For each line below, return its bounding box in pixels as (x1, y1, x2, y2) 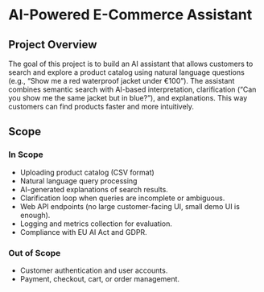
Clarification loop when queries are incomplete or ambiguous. (19, 193, 225, 203)
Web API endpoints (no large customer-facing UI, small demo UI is (19, 201, 240, 211)
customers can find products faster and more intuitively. (8, 102, 195, 111)
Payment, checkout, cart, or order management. (19, 273, 179, 283)
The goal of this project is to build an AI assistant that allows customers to (8, 59, 254, 68)
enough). (19, 210, 51, 220)
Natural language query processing (19, 175, 138, 186)
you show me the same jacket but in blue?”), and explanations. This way (8, 93, 248, 102)
